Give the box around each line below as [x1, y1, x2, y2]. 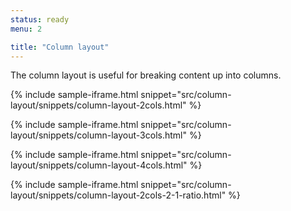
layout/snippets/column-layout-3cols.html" [10, 129, 188, 141]
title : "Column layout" [10, 42, 110, 52]
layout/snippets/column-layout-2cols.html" [10, 99, 187, 111]
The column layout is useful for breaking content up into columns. [10, 69, 282, 81]
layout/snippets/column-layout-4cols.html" [10, 159, 188, 171]
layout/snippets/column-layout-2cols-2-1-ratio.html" [10, 189, 227, 201]
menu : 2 [10, 24, 43, 34]
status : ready [10, 14, 70, 25]
